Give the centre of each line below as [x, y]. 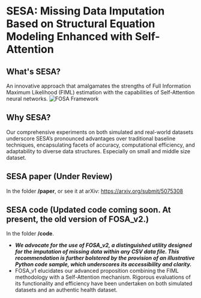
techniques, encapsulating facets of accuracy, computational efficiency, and [100, 145]
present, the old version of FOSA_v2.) [77, 220]
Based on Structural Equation [81, 24]
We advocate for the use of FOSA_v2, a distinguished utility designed [103, 245]
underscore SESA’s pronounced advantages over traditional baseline [91, 138]
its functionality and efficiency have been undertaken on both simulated [103, 284]
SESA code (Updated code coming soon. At [88, 210]
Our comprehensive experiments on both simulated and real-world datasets [100, 132]
